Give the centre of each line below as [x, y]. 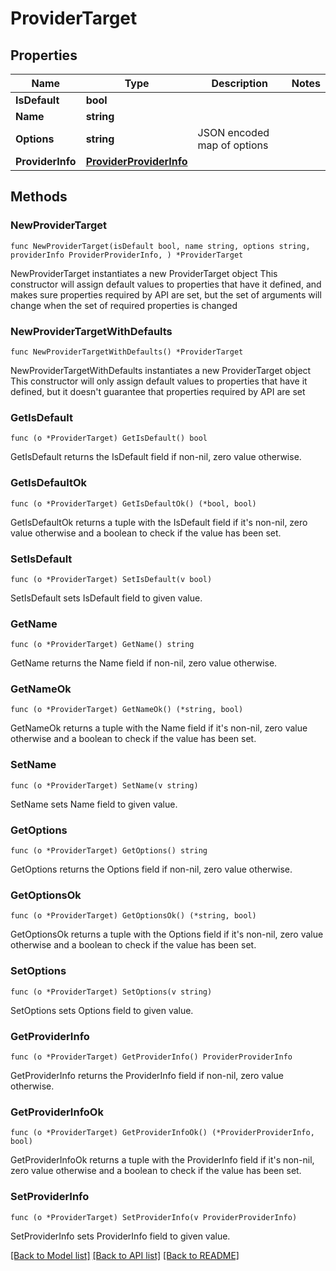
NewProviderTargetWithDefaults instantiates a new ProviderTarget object [161, 370]
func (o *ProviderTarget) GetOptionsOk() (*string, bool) [133, 916]
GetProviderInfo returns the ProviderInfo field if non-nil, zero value [147, 1075]
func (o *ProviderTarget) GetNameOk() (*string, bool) [127, 710]
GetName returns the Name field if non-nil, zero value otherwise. [144, 663]
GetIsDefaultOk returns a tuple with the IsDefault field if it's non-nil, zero [159, 522]
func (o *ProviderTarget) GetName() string [102, 645]
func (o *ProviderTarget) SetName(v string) [104, 785]
